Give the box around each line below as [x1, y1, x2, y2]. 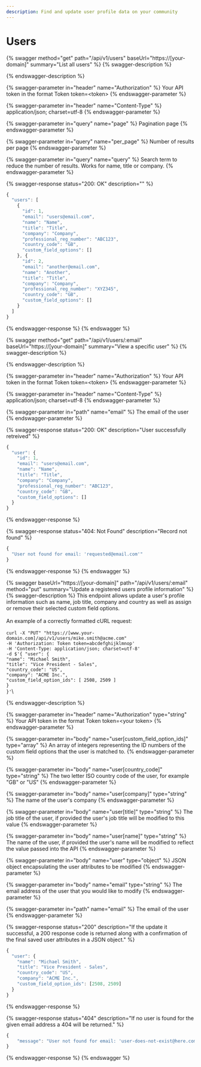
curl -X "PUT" [6, 630, 42, 636]
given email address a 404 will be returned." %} [6, 1021, 124, 1028]
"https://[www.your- [44, 630, 95, 636]
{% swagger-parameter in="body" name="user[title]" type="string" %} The [6, 808, 193, 815]
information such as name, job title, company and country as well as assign [6, 598, 191, 605]
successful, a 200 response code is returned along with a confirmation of [6, 929, 187, 937]
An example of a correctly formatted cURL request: [6, 617, 132, 624]
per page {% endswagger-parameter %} [6, 144, 106, 151]
